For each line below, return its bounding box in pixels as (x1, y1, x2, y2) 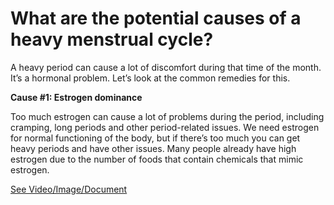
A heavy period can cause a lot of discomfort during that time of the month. (10, 61, 322, 73)
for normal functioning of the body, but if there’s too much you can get (10, 132, 301, 144)
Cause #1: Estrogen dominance (10, 91, 143, 103)
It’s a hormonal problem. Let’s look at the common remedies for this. (10, 72, 291, 84)
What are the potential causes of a (10, 7, 302, 30)
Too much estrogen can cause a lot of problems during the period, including (10, 110, 325, 122)
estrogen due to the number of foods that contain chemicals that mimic (10, 153, 304, 165)
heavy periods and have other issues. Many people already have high (10, 142, 297, 154)
